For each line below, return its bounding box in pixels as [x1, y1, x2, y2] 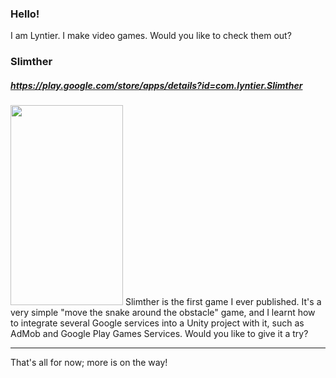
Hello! [10, 7, 40, 21]
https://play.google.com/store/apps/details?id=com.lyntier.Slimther [10, 79, 303, 91]
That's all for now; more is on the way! [10, 357, 168, 369]
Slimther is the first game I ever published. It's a [124, 296, 322, 308]
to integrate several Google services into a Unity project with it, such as [10, 317, 305, 329]
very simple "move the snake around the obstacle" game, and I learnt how [10, 307, 316, 319]
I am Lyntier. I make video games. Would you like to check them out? [10, 30, 292, 42]
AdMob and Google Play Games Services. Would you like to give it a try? [10, 328, 309, 340]
